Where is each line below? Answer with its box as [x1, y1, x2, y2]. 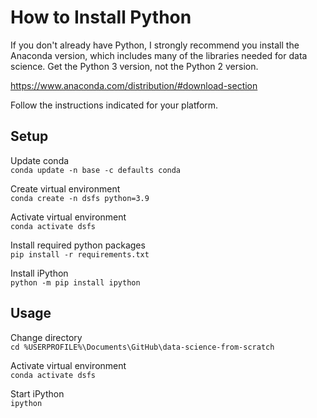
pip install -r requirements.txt [10, 249, 150, 260]
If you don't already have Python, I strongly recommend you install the [10, 39, 300, 51]
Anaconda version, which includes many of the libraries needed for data [10, 49, 308, 61]
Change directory [10, 331, 83, 343]
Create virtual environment [10, 182, 121, 195]
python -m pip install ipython [10, 277, 141, 288]
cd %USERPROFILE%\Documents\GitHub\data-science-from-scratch [10, 342, 275, 352]
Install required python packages [10, 239, 146, 251]
